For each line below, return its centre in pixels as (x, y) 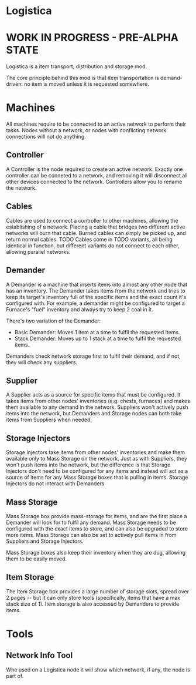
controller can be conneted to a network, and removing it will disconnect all (97, 175)
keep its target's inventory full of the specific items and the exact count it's (96, 297)
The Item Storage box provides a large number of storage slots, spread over (97, 591)
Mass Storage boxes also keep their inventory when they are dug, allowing (96, 552)
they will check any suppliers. (42, 362)
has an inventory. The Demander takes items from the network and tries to (96, 291)
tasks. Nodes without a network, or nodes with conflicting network (86, 130)
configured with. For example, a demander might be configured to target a (96, 303)
